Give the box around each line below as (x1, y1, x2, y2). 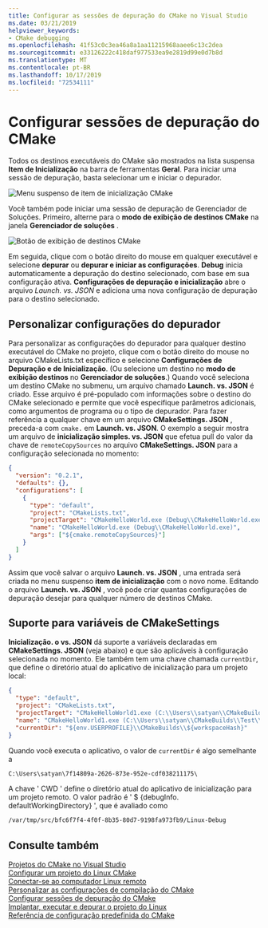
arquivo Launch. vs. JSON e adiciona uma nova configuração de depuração (8, 286, 258, 295)
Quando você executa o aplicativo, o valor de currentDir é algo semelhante (8, 745, 257, 755)
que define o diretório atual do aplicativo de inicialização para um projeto (8, 663, 249, 673)
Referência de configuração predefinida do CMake (8, 910, 175, 920)
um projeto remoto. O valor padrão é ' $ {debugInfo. (8, 792, 179, 802)
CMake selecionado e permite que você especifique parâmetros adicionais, (8, 398, 257, 408)
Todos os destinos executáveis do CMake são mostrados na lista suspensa (8, 156, 255, 166)
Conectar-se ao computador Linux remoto (8, 877, 147, 887)
